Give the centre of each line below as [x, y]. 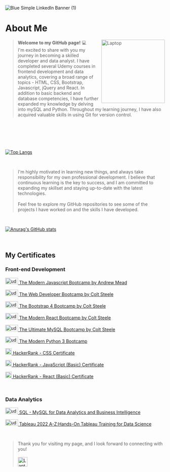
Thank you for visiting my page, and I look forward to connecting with [90, 444]
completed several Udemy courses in [56, 66]
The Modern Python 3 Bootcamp [53, 341]
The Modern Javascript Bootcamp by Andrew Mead [73, 282]
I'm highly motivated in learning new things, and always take [80, 172]
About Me [26, 28]
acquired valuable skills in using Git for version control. [75, 115]
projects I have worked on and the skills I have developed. [78, 210]
